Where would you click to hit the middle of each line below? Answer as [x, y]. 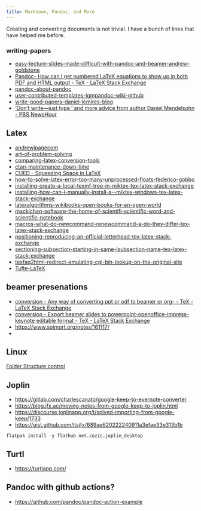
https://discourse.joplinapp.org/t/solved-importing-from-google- [95, 412]
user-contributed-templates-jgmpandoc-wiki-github [79, 95]
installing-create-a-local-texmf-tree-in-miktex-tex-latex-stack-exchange [104, 185]
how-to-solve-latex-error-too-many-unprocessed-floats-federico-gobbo [105, 179]
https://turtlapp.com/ [41, 468]
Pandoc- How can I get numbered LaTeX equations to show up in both [101, 76]
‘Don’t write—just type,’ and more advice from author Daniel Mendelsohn [105, 108]
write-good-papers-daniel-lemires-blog [64, 102]
